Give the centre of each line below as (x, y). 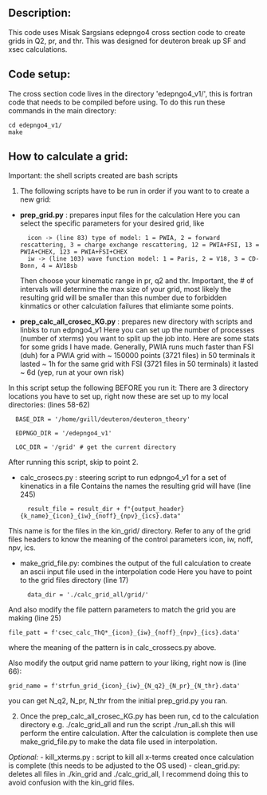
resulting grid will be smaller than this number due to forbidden (123, 297)
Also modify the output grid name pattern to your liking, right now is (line (128, 663)
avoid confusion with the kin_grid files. (71, 783)
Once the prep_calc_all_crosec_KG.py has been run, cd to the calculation (139, 716)
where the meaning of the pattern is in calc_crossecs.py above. (112, 647)
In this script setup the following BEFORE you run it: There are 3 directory (128, 388)
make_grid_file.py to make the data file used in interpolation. (118, 742)
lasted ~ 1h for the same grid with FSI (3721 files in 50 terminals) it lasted (139, 364)
